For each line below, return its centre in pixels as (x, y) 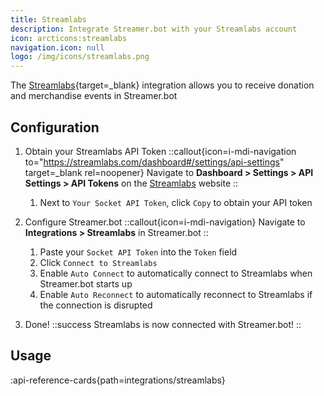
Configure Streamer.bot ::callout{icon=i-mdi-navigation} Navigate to (165, 222)
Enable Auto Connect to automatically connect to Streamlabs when (176, 273)
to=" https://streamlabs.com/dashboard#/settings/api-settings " (154, 162)
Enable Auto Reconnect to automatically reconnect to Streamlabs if (176, 294)
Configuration (55, 127)
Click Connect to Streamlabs (98, 262)
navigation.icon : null (57, 47)
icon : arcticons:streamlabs (69, 38)
